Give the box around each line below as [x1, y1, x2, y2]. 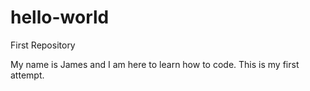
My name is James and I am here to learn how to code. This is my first [10, 58, 300, 70]
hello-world [10, 6, 110, 29]
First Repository [10, 39, 76, 51]
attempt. [10, 69, 45, 81]
